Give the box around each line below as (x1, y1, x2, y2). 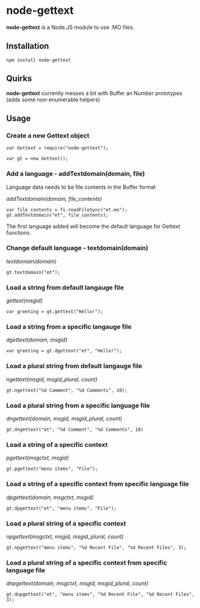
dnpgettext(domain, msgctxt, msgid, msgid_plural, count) (6, 580, 149, 587)
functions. (6, 229, 31, 236)
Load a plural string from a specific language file (6, 401, 150, 410)
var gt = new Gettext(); (6, 156, 68, 162)
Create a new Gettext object (6, 131, 89, 139)
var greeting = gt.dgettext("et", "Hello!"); (6, 348, 122, 354)
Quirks (6, 74, 32, 84)
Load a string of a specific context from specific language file (6, 480, 189, 489)
